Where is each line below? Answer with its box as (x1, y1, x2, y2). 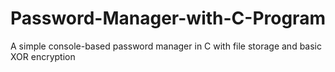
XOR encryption (10, 50, 76, 62)
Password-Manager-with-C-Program (10, 7, 326, 30)
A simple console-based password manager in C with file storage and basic (10, 40, 322, 52)
